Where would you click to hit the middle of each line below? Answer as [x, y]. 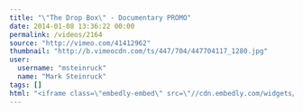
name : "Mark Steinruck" [62, 77]
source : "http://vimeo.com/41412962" [80, 43]
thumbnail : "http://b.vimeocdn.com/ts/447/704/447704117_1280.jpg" [139, 51]
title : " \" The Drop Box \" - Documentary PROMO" [101, 18]
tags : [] [26, 85]
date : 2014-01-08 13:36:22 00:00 [72, 26]
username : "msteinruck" [62, 69]
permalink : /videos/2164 [56, 34]
